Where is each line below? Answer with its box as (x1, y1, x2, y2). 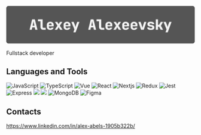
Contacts (6, 106, 42, 117)
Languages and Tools (6, 66, 88, 77)
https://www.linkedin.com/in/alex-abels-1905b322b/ (6, 123, 136, 130)
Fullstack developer (6, 49, 55, 56)
